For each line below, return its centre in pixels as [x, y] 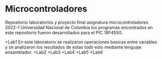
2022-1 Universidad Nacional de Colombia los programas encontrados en [79, 27]
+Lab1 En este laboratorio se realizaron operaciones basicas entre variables [81, 42]
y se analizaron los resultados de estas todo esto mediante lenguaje [73, 47]
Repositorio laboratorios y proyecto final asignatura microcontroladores [77, 22]
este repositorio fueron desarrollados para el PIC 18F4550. [64, 32]
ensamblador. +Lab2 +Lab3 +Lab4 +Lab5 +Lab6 [54, 52]
